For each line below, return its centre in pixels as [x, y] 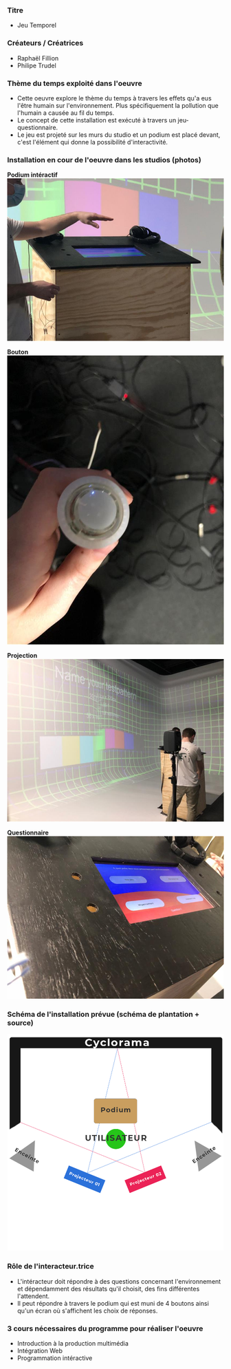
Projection [22, 656]
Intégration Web [40, 1351]
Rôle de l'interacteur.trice [51, 1266]
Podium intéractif [33, 175]
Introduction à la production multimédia [73, 1344]
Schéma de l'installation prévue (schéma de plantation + [103, 1015]
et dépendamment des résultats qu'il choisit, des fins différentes [108, 1289]
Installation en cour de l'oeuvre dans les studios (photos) [104, 160]
